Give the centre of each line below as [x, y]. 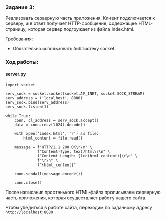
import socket [20, 85]
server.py [16, 74]
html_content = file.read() [53, 139]
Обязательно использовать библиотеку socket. [64, 49]
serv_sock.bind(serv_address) [37, 103]
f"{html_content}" [57, 165]
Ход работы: [22, 62]
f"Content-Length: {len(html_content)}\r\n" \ [88, 156]
